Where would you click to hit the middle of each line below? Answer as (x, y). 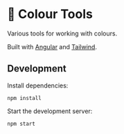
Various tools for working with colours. (62, 33)
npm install (24, 98)
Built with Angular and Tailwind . (52, 47)
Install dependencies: (38, 85)
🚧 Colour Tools (50, 14)
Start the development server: (50, 111)
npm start (21, 124)
